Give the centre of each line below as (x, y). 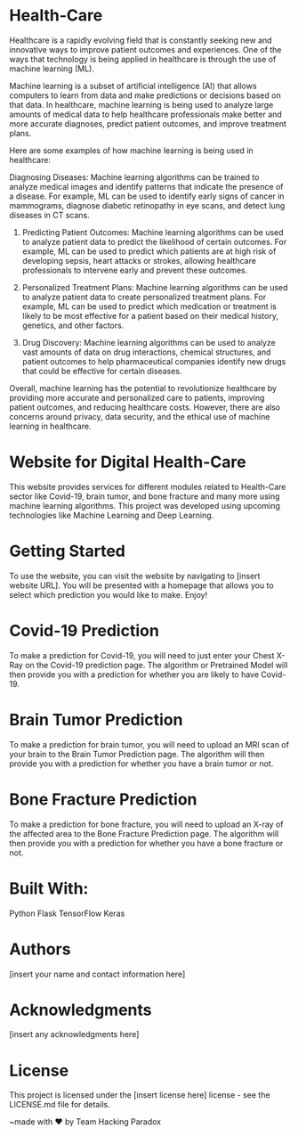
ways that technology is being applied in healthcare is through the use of (143, 59)
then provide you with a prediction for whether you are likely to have (134, 674)
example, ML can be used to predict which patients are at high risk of (149, 251)
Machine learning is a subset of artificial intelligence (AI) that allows (133, 86)
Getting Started (68, 551)
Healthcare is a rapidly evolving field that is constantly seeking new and (141, 40)
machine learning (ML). (52, 69)
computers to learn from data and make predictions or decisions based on (145, 95)
